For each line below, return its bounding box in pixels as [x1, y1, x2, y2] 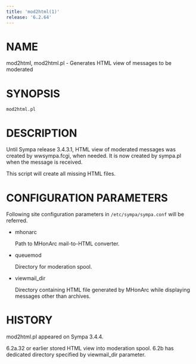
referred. [6, 217, 28, 224]
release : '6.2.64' [6, 14, 52, 20]
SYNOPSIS [6, 87, 61, 100]
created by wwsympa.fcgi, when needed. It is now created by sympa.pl [6, 153, 182, 160]
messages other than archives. [14, 293, 91, 300]
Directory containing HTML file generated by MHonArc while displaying [14, 287, 191, 294]
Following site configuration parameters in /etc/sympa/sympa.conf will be [6, 211, 185, 218]
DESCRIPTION [6, 126, 77, 140]
